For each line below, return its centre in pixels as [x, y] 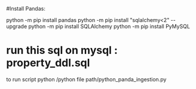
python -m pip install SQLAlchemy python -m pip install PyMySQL [109, 26]
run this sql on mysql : [62, 50]
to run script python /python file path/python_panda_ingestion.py [86, 79]
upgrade [17, 26]
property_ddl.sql [48, 63]
